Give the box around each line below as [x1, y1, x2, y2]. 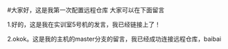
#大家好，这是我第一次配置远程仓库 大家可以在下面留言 [7, 6, 165, 14]
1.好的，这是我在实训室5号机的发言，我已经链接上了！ [7, 20, 161, 29]
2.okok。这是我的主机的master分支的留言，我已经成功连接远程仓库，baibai [7, 35, 222, 43]
